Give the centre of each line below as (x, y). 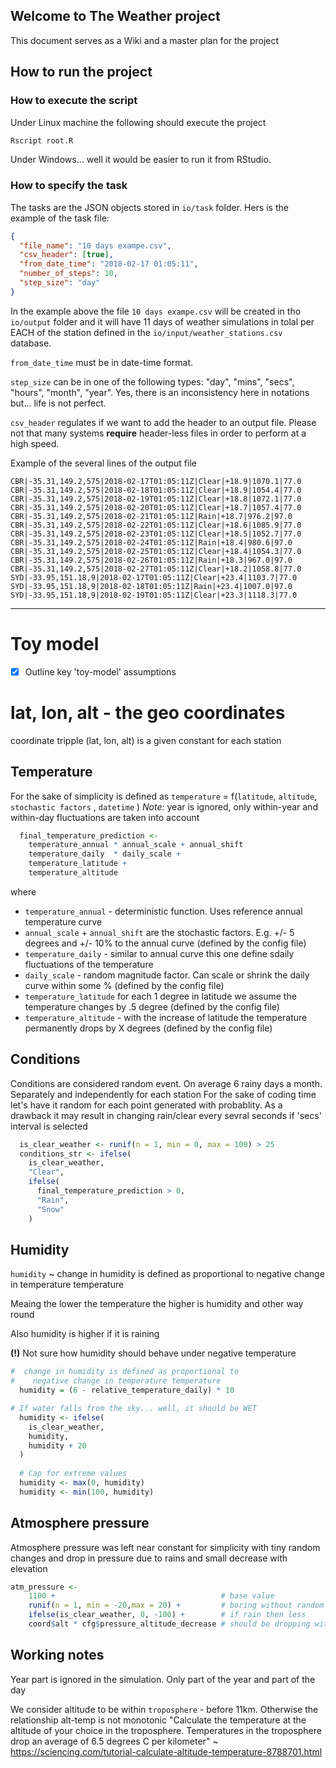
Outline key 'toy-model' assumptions (100, 671)
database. (31, 343)
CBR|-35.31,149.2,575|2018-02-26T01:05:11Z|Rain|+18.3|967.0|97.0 (151, 560)
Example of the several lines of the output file (103, 463)
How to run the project (81, 72)
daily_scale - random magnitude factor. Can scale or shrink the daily (167, 975)
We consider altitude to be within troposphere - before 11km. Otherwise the (164, 1709)
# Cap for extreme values (73, 1474)
